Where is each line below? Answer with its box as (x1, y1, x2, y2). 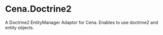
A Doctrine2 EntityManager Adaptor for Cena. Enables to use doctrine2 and (5, 19, 159, 25)
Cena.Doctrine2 (5, 3, 72, 15)
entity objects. (5, 24, 34, 30)
